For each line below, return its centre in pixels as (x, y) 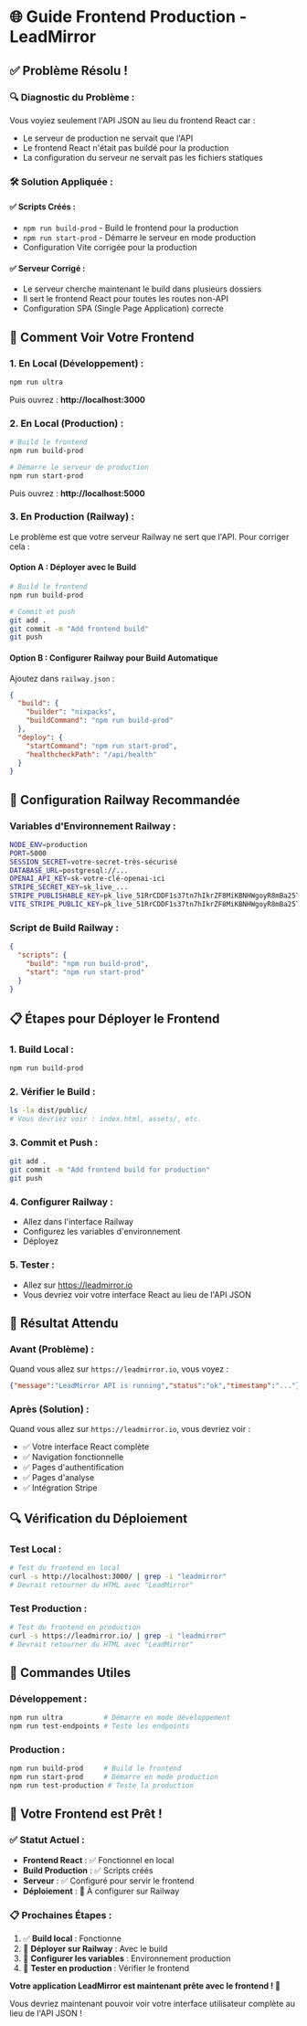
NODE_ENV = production (49, 844)
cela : (20, 546)
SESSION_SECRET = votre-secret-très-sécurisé (94, 862)
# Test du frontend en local (65, 1568)
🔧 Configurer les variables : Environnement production (127, 1958)
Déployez (41, 1241)
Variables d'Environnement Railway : (93, 826)
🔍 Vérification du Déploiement (99, 1518)
